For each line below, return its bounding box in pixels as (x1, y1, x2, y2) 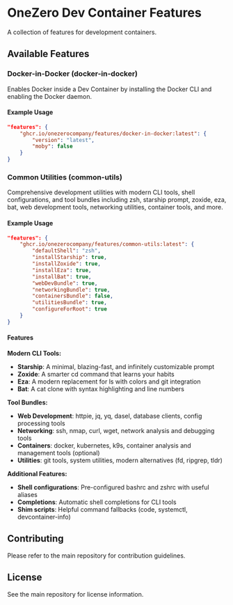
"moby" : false (32, 143, 73, 150)
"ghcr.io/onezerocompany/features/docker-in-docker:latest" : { (19, 130, 207, 137)
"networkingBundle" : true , (32, 286, 111, 293)
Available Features (7, 48, 90, 60)
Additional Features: (7, 470, 67, 478)
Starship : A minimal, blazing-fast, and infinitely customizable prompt (17, 363, 215, 371)
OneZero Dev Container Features (7, 5, 202, 21)
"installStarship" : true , (32, 254, 108, 261)
